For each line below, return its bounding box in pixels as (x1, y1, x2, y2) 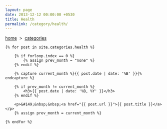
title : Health (5, 17, 35, 22)
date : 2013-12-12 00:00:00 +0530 (5, 12, 75, 17)
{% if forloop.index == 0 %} (14, 54, 75, 59)
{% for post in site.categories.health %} (5, 45, 95, 50)
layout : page (5, 7, 32, 13)
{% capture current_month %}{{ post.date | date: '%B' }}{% (14, 71, 142, 76)
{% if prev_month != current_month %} (14, 84, 95, 89)
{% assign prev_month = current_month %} (14, 111, 101, 116)
